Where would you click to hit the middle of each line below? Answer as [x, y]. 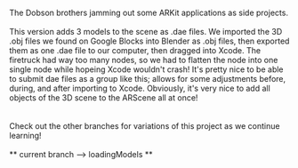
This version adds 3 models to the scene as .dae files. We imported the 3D [146, 32]
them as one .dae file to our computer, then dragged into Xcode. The [135, 50]
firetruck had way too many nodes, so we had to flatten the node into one [144, 60]
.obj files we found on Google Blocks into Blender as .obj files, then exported [149, 41]
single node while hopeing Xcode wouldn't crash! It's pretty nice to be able [146, 69]
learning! [25, 136]
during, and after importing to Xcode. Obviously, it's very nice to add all [140, 88]
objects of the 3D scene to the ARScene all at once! [104, 98]
